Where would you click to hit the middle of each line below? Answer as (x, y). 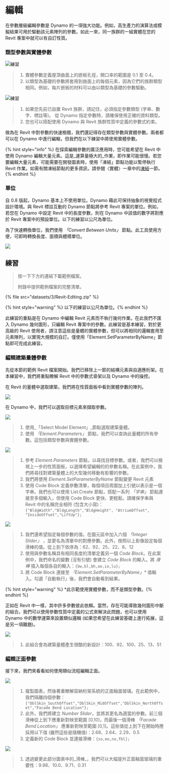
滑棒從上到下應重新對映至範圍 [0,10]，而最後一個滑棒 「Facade (91, 719)
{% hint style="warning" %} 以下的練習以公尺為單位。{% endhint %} (76, 307)
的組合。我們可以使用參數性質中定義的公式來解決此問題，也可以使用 (76, 611)
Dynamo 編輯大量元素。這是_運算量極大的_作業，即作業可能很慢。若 (86, 156)
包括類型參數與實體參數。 (65, 440)
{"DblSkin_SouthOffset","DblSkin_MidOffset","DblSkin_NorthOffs (94, 703)
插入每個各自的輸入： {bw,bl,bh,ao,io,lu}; (76, 566)
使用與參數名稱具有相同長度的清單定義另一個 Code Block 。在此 (91, 553)
